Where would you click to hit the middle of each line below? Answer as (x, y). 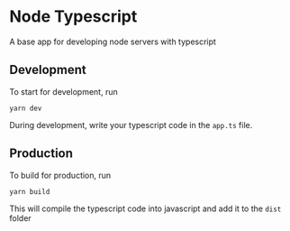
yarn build (30, 191)
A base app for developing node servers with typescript (113, 42)
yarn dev (26, 108)
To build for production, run (60, 175)
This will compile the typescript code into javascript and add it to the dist (145, 208)
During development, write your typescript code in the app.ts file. (131, 125)
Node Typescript (73, 17)
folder (20, 217)
